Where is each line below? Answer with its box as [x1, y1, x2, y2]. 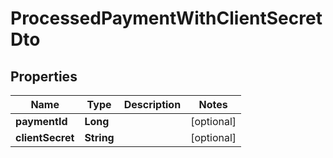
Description [123, 98, 182, 111]
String [84, 131, 115, 144]
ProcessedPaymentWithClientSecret [10, 7, 323, 30]
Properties [10, 68, 78, 85]
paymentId [15, 115, 68, 128]
